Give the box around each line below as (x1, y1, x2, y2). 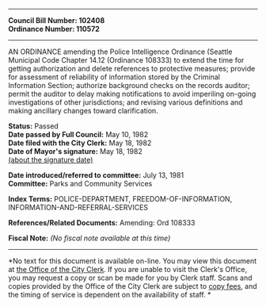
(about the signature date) (8, 155, 93, 164)
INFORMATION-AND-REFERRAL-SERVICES (8, 203, 149, 212)
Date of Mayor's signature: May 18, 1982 (8, 147, 142, 155)
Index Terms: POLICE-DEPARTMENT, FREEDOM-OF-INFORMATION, (8, 194, 233, 203)
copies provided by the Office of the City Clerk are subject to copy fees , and (8, 282, 257, 290)
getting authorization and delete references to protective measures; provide (8, 64, 256, 73)
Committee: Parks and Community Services (8, 179, 153, 188)
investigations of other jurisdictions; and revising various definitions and (8, 98, 243, 107)
